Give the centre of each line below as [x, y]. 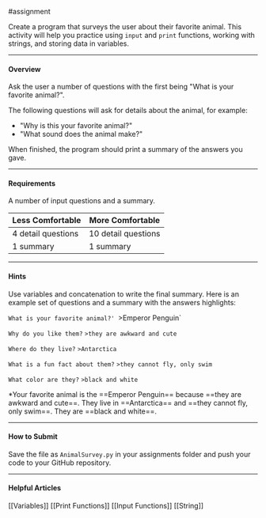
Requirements [32, 183]
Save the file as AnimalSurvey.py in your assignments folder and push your [129, 454]
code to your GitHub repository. [60, 463]
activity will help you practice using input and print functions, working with [131, 35]
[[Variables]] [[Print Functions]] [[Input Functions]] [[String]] [106, 506]
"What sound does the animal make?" [81, 134]
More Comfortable [125, 221]
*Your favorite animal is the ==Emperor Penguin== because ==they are [125, 394]
